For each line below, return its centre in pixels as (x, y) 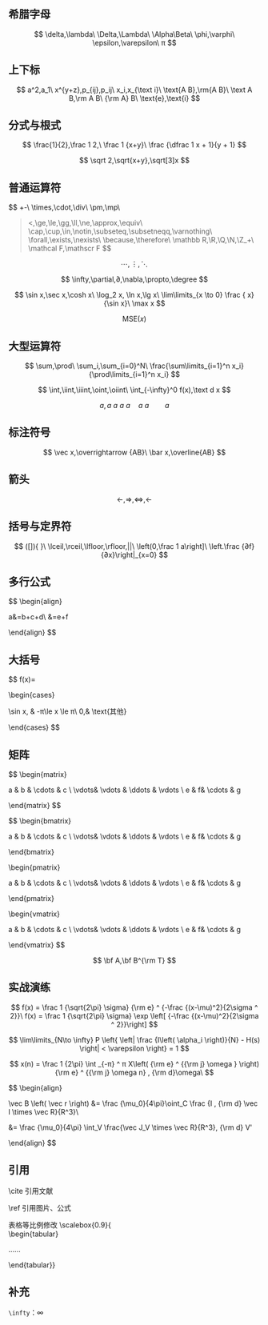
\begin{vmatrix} (34, 914)
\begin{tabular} (33, 1234)
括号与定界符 (40, 526)
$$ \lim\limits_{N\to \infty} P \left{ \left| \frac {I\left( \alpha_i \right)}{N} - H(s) (134, 1039)
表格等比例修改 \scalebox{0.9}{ (60, 1225)
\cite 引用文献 (31, 1191)
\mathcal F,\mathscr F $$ (70, 248)
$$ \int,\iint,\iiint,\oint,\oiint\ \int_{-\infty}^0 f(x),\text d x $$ (134, 390)
